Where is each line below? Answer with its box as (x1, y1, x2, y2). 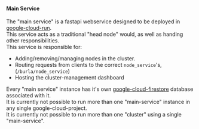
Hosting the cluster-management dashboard (14, 74, 124, 81)
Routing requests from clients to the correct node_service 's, (14, 62, 163, 69)
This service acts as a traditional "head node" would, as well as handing (6, 30, 183, 38)
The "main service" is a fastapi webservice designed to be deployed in (6, 18, 180, 25)
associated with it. (6, 92, 51, 99)
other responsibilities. (6, 37, 60, 44)
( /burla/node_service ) (14, 67, 71, 75)
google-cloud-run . (6, 24, 52, 32)
